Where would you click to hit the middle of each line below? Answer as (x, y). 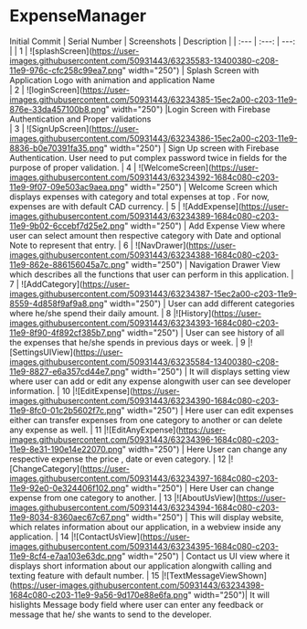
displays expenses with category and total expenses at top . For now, (139, 197)
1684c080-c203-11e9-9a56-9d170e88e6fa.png (99, 594)
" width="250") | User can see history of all (203, 332)
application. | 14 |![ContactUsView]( (76, 537)
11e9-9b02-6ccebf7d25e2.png (67, 226)
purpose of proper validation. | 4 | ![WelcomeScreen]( (111, 167)
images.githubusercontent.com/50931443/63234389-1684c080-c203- (144, 216)
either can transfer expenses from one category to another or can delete (146, 420)
